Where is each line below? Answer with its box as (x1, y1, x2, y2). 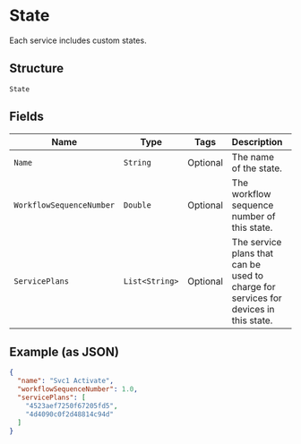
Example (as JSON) (9, 344, 119, 359)
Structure (9, 61, 64, 76)
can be (231, 258, 262, 270)
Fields (9, 109, 45, 124)
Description (231, 135, 283, 148)
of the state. (231, 162, 282, 175)
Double (124, 200, 152, 210)
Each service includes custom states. (9, 35, 147, 46)
